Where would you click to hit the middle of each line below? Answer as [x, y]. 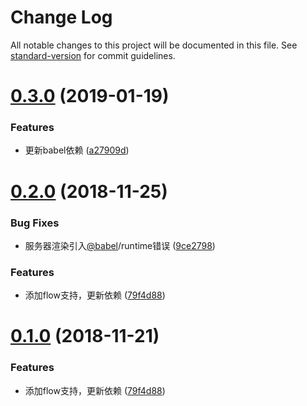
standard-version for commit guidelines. [93, 55]
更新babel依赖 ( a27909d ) [77, 150]
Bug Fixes [35, 223]
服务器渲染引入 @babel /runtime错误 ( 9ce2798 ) [120, 245]
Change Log [61, 17]
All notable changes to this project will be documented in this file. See [154, 45]
